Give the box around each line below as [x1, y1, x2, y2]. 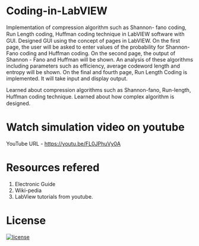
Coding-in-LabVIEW [6, 4, 108, 18]
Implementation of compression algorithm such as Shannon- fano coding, [6, 24, 187, 31]
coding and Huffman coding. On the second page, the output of [20, 49, 176, 57]
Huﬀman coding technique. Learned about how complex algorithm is [6, 93, 175, 100]
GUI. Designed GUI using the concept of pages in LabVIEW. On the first [6, 37, 180, 44]
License [6, 214, 46, 227]
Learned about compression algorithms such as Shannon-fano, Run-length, [6, 86, 191, 93]
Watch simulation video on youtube [6, 120, 185, 134]
